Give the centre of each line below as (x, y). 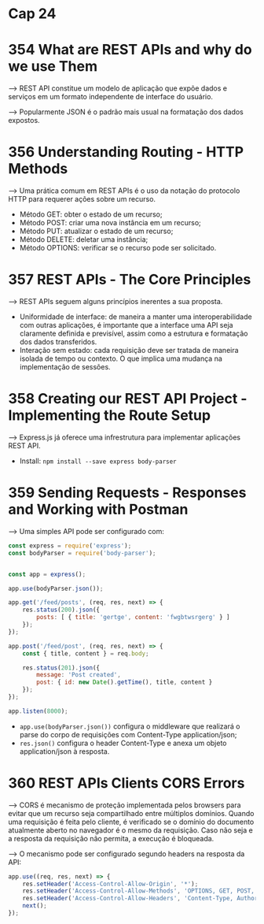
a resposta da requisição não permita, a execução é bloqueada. (111, 838)
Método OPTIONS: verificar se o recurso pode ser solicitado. (118, 248)
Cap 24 (32, 14)
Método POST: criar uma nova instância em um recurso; (110, 223)
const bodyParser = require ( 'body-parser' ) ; (82, 553)
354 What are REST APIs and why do (130, 50)
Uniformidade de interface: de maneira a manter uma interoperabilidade (136, 317)
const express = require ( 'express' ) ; (70, 545)
